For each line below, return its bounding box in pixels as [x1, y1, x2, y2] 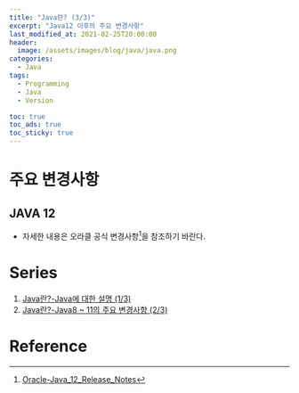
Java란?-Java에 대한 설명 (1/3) [21, 293, 132, 304]
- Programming [17, 79, 69, 88]
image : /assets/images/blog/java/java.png [17, 46, 177, 55]
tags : [9, 71, 29, 80]
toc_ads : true [9, 120, 62, 129]
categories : [9, 54, 53, 63]
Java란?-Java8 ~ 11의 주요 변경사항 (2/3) [21, 304, 168, 315]
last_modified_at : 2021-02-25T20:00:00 [9, 29, 158, 38]
